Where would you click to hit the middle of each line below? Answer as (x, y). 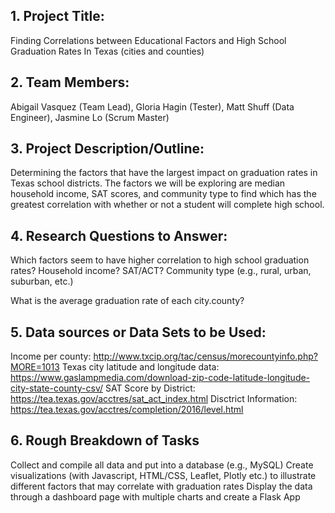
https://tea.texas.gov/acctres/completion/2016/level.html (127, 410)
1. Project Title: (57, 16)
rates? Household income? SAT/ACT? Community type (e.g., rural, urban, (161, 271)
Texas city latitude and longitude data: (140, 367)
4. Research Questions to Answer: (119, 235)
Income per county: (51, 356)
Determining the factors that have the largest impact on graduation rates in (164, 173)
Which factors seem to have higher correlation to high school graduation (160, 260)
